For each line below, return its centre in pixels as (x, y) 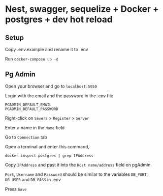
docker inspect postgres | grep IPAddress (49, 156)
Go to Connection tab (26, 137)
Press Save (16, 189)
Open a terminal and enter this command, (47, 146)
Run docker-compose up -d (32, 59)
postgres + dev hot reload (59, 19)
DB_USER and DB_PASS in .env (33, 179)
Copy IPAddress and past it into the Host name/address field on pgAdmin (78, 165)
